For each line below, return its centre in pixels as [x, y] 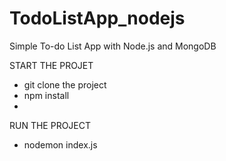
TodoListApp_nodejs [97, 18]
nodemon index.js [60, 144]
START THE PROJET [51, 65]
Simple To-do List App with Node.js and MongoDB [113, 46]
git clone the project [65, 84]
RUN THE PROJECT [50, 125]
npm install [46, 95]
